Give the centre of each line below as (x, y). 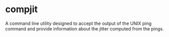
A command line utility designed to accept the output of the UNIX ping (78, 23)
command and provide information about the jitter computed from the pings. (85, 28)
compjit (22, 9)
